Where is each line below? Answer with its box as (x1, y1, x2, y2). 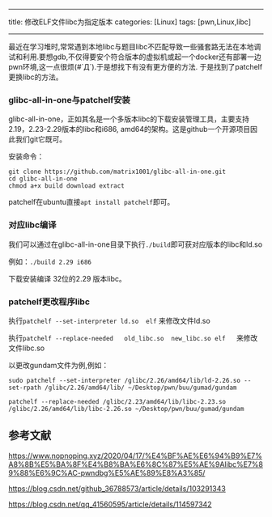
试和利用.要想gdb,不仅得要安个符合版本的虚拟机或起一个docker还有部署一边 (8, 52, 261, 61)
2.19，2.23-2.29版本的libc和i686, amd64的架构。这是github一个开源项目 (8, 125, 251, 134)
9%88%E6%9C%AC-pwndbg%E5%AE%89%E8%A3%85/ (8, 468, 206, 477)
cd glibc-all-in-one (8, 175, 79, 183)
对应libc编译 (8, 219, 57, 231)
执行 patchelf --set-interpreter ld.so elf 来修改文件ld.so (8, 316, 210, 325)
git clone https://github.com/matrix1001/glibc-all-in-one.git (8, 167, 227, 176)
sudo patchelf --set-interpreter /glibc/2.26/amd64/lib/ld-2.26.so (8, 376, 241, 384)
